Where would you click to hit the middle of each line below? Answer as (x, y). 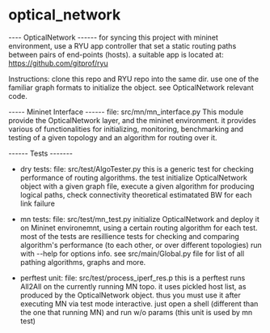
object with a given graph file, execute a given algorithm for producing (137, 186)
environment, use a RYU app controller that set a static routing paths (122, 45)
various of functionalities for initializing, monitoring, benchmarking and (126, 129)
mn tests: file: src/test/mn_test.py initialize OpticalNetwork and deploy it (140, 219)
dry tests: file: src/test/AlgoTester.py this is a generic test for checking (137, 169)
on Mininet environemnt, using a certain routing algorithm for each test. (139, 228)
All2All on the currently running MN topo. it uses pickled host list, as (133, 286)
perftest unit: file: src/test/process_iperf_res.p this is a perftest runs (133, 278)
